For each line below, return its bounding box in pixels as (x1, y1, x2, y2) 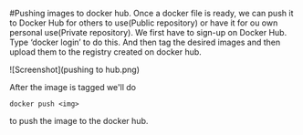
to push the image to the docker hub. (9, 116, 149, 126)
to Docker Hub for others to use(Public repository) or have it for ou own (9, 17, 278, 28)
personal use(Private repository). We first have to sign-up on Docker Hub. (9, 27, 287, 37)
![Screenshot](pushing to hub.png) (9, 64, 140, 75)
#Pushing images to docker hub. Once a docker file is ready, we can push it (9, 8, 294, 18)
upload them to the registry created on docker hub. (9, 47, 203, 57)
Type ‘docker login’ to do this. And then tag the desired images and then (9, 36, 281, 47)
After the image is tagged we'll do (9, 82, 137, 92)
